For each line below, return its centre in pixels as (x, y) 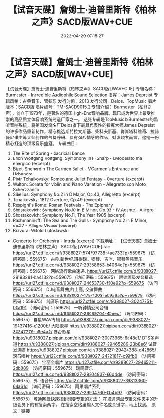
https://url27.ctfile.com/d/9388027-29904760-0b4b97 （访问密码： (81, 392)
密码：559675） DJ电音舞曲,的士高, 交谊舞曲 (57, 289)
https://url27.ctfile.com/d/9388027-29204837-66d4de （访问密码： (81, 374)
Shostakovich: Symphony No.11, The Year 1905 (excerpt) (69, 215)
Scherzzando (26, 189)
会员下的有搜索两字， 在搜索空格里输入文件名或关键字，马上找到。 (83, 404)
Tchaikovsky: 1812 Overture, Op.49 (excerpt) (57, 199)
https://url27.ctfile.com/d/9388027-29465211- (111, 362)
